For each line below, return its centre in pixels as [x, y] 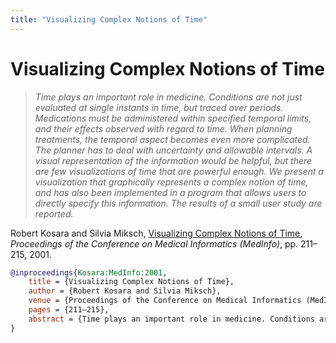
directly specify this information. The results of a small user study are [178, 203]
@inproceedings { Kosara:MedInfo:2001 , [89, 272]
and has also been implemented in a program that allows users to [170, 192]
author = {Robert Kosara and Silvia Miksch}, [125, 291]
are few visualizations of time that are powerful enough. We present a [179, 171]
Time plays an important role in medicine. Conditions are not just [168, 97]
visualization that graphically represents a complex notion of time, [171, 182]
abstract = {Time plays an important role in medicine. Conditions [171, 319]
